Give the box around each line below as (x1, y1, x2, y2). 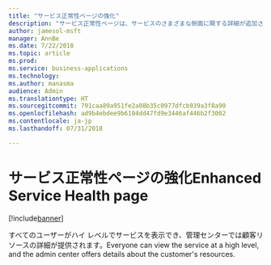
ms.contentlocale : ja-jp (8, 117, 92, 125)
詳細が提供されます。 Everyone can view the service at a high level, (36, 240, 260, 250)
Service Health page (8, 187, 149, 204)
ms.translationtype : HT (8, 95, 89, 103)
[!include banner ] (8, 213, 64, 223)
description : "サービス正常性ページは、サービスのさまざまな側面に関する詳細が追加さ (8, 19, 265, 27)
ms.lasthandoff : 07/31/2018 (8, 124, 104, 132)
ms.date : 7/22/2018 (8, 42, 74, 50)
